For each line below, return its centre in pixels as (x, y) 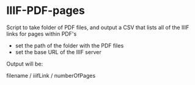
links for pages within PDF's (42, 33)
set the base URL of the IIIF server (58, 52)
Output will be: (25, 64)
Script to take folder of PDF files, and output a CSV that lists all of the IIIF (98, 27)
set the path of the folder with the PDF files (69, 46)
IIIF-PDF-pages (46, 11)
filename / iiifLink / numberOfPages (51, 75)
